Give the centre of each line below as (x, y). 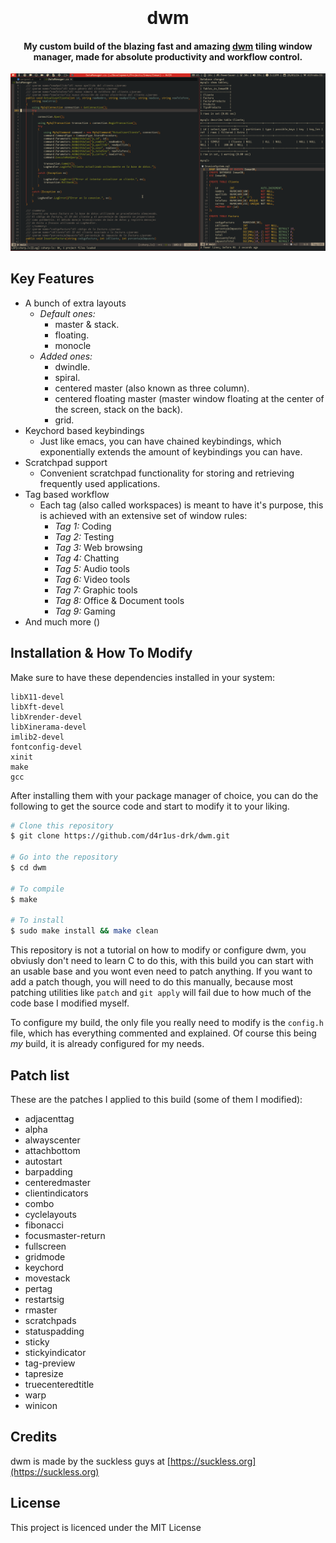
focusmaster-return (65, 1235)
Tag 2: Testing (84, 536)
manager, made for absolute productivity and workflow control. (168, 56)
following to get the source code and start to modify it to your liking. (150, 806)
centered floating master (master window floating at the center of (189, 398)
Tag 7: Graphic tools (96, 590)
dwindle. (72, 366)
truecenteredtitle (59, 1384)
